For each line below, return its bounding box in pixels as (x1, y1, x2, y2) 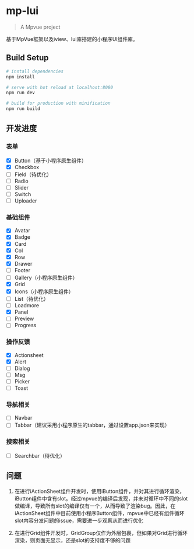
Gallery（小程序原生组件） (14, 274, 78, 281)
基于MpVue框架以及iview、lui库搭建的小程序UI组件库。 (6, 35, 138, 42)
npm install (6, 74, 35, 80)
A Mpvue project (20, 23, 61, 30)
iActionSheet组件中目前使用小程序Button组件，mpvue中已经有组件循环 (14, 509, 185, 516)
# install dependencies (6, 68, 64, 74)
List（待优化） (14, 296, 50, 303)
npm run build (6, 106, 41, 112)
